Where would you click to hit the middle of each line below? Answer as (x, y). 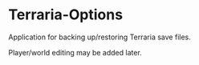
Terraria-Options (65, 15)
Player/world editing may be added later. (75, 52)
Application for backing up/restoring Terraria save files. (99, 37)
